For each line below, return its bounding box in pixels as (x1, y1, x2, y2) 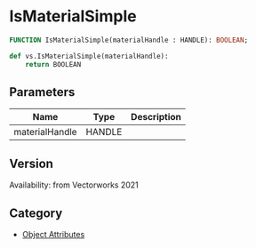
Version (9, 156, 53, 171)
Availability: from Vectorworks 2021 (9, 180, 140, 190)
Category (9, 205, 63, 220)
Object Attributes (21, 229, 85, 239)
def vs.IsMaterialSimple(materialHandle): (9, 52, 169, 60)
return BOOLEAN (25, 60, 82, 68)
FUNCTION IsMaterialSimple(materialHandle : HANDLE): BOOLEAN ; (9, 36, 249, 44)
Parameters (9, 84, 76, 100)
